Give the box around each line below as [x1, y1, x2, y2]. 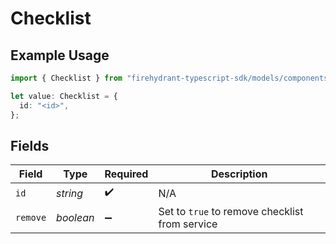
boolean [56, 211, 95, 225]
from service [158, 217, 218, 231]
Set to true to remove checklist [158, 205, 304, 219]
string [56, 186, 84, 200]
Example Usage [10, 47, 110, 64]
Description [211, 167, 268, 181]
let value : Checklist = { [10, 91, 118, 101]
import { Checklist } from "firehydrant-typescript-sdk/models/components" [10, 73, 333, 83]
